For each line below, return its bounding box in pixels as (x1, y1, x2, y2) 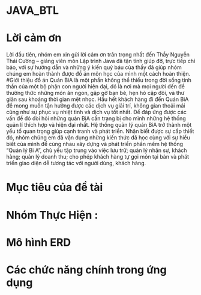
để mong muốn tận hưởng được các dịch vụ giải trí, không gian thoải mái (6, 102, 185, 109)
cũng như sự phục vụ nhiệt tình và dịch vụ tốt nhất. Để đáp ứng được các (6, 109, 187, 116)
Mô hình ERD (6, 236, 71, 249)
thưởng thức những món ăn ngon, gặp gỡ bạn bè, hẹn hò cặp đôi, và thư (6, 90, 185, 97)
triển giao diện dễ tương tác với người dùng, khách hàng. (6, 160, 146, 167)
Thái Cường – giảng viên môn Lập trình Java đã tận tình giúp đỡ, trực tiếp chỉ (6, 58, 196, 65)
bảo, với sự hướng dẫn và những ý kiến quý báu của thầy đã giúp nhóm (6, 64, 182, 71)
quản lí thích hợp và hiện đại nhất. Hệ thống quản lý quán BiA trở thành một (6, 121, 192, 129)
